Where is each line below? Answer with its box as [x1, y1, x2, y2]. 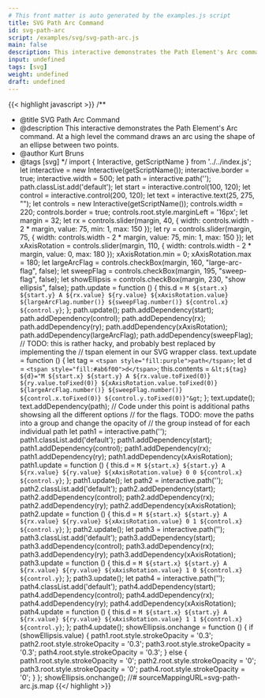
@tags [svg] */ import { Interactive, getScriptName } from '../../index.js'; [19, 157, 252, 166]
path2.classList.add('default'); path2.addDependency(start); [19, 484, 216, 493]
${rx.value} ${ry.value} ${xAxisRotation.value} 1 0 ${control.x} [19, 566, 243, 574]
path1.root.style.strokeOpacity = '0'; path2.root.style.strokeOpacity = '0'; [19, 655, 256, 665]
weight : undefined [8, 70, 69, 78]
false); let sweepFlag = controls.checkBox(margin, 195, [39, 266, 218, 275]
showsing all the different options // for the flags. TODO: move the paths [19, 409, 255, 419]
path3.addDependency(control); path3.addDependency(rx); [19, 541, 215, 550]
